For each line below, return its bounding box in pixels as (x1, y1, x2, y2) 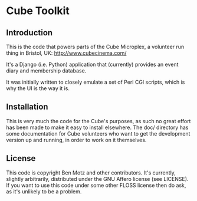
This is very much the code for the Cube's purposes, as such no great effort (6, 117, 191, 124)
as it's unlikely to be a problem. (6, 187, 82, 195)
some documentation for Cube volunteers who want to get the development (6, 130, 191, 137)
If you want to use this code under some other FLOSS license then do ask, (6, 182, 186, 189)
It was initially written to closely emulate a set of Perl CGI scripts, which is (6, 78, 185, 85)
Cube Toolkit (6, 4, 70, 18)
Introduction (6, 28, 53, 38)
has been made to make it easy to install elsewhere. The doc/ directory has (6, 124, 189, 131)
